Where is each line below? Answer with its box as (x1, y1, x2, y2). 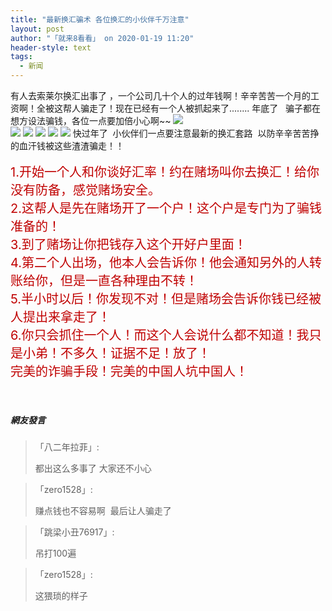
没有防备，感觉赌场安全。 (10, 182, 161, 198)
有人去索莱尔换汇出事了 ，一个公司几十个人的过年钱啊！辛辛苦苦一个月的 (10, 90, 311, 101)
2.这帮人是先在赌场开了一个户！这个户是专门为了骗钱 (10, 201, 322, 216)
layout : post (10, 24, 65, 34)
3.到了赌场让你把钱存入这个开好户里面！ (10, 237, 247, 253)
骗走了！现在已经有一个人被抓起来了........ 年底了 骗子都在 (79, 102, 322, 114)
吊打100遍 (34, 547, 77, 559)
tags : (10, 52, 33, 62)
